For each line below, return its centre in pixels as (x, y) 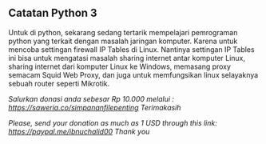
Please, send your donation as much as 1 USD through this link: (113, 122)
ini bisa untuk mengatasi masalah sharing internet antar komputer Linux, (127, 58)
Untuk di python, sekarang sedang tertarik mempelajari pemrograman (123, 32)
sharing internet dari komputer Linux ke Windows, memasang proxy (120, 66)
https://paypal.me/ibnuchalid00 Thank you (79, 131)
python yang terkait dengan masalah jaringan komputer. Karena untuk (123, 41)
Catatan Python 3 (53, 13)
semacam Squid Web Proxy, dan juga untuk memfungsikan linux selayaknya (133, 74)
